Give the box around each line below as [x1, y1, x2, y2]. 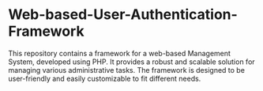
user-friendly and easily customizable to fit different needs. [8, 74, 201, 83]
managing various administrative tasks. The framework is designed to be [8, 65, 245, 74]
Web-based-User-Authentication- [8, 6, 239, 24]
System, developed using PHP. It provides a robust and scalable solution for [8, 57, 255, 66]
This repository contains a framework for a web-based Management [8, 48, 231, 58]
